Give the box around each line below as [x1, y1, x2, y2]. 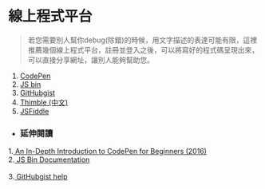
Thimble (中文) [19, 97, 69, 107]
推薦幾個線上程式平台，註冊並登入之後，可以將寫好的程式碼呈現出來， [27, 45, 259, 54]
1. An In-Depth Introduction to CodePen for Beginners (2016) [8, 147, 208, 156]
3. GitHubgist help [8, 172, 68, 182]
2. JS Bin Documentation [8, 155, 90, 164]
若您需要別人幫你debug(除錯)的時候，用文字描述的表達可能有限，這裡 [27, 35, 258, 45]
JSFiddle [19, 106, 49, 116]
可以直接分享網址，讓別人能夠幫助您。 [27, 55, 154, 65]
